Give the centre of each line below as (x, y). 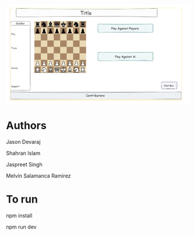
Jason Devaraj (23, 141)
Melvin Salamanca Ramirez (39, 176)
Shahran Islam (23, 153)
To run (22, 199)
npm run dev (21, 227)
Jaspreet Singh (24, 164)
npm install (19, 216)
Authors (26, 126)
